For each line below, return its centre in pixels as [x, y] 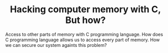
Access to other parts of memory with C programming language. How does [84, 34]
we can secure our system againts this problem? [56, 45]
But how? [86, 20]
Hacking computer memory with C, [86, 9]
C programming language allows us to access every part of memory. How [83, 40]
